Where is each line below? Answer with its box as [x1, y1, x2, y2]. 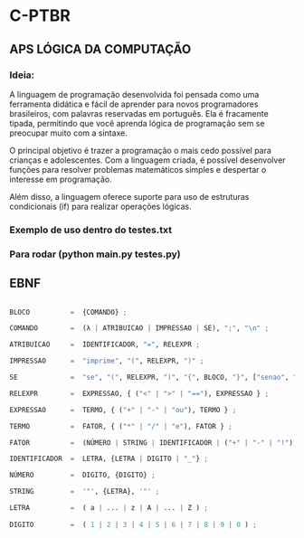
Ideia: [9, 69, 35, 81]
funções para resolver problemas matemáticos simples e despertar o [9, 164, 267, 175]
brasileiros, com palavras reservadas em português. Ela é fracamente [9, 108, 269, 118]
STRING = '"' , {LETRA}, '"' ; [9, 487, 160, 496]
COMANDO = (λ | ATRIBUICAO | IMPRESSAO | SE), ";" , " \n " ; [9, 324, 270, 333]
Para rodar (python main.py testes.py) [9, 248, 181, 260]
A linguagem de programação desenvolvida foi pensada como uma [9, 89, 260, 99]
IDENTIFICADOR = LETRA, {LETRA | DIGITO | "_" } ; [9, 454, 208, 464]
